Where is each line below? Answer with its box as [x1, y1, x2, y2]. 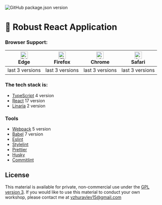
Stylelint [12, 141, 29, 148]
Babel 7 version [12, 131, 44, 137]
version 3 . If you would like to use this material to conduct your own [5, 189, 140, 195]
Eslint [12, 137, 23, 142]
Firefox [53, 59, 71, 66]
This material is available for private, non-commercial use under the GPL [5, 184, 150, 189]
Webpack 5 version [12, 126, 51, 132]
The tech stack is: [5, 82, 48, 88]
